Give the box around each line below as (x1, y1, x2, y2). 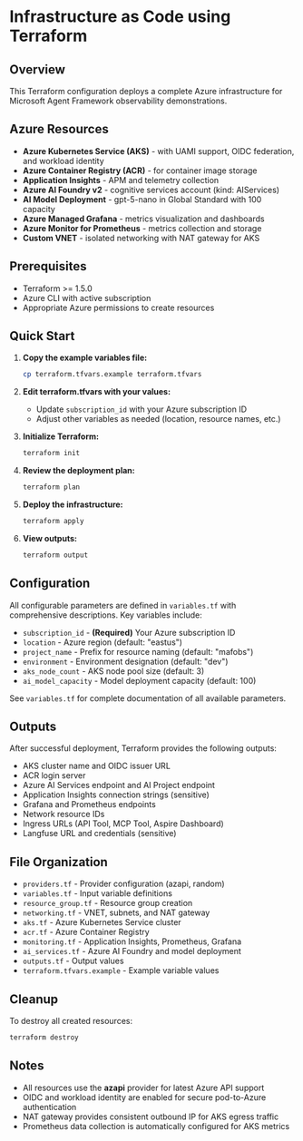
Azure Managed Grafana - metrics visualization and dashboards (22, 213, 265, 224)
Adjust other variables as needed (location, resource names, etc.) (35, 414, 281, 424)
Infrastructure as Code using (9, 6, 231, 27)
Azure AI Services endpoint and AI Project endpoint (22, 780, 216, 791)
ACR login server (22, 770, 86, 781)
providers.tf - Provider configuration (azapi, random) (22, 878, 225, 890)
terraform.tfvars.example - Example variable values (22, 965, 220, 976)
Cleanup (9, 991, 59, 1007)
